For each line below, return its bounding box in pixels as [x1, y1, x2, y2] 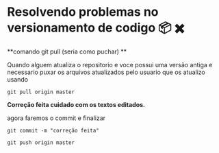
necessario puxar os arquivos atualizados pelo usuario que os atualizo [7, 68, 205, 76]
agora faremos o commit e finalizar [7, 114, 106, 122]
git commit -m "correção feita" [7, 127, 99, 134]
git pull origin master [7, 89, 75, 95]
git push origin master [7, 139, 75, 146]
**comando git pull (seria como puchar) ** [7, 47, 127, 56]
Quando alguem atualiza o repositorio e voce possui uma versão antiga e [7, 60, 213, 69]
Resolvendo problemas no [7, 4, 159, 20]
